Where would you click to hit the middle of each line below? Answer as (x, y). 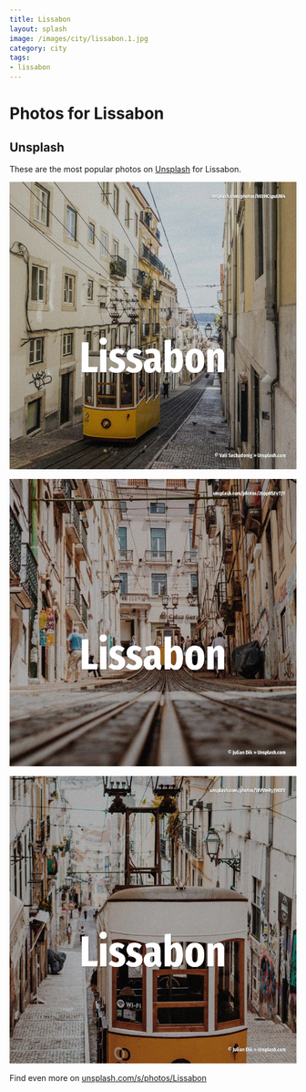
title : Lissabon (40, 19)
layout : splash (38, 29)
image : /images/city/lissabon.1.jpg (79, 38)
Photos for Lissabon (87, 114)
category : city (38, 48)
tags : (20, 58)
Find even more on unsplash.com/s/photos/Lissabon (108, 1078)
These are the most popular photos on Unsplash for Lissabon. (125, 169)
